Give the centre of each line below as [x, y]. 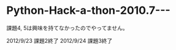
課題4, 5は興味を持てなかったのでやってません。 [67, 28]
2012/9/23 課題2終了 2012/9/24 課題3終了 [59, 40]
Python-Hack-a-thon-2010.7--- [88, 11]
